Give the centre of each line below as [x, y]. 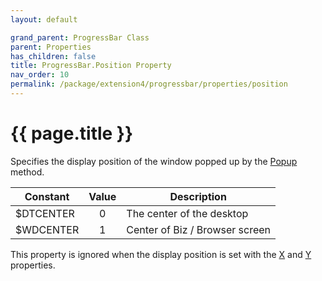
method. [27, 172]
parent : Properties [51, 47]
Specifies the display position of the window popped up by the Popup [154, 161]
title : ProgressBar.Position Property [91, 66]
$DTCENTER [45, 213]
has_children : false [53, 56]
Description [198, 196]
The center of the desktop [187, 213]
